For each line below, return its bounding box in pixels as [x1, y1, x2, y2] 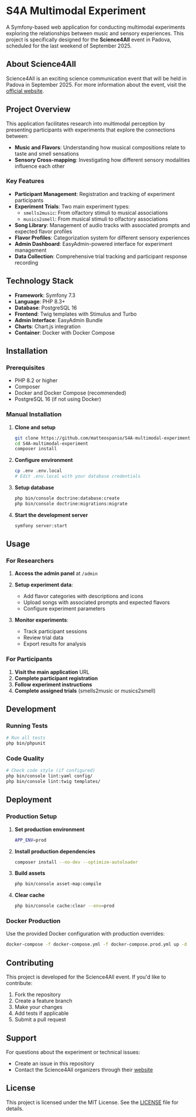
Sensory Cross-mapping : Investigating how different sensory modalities [14, 156, 190, 163]
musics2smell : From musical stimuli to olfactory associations [23, 215, 169, 222]
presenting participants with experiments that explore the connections [6, 126, 176, 133]
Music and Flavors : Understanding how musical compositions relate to [14, 144, 186, 151]
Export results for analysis [23, 640, 87, 647]
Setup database [14, 484, 54, 491]
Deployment [6, 795, 52, 805]
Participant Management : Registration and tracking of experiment [14, 190, 175, 197]
